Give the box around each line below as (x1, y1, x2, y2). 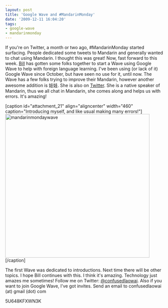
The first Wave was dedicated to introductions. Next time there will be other (5, 267, 161, 273)
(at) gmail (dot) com (5, 288, 47, 294)
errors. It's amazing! (5, 93, 47, 99)
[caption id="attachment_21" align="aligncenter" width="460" (5, 103, 133, 109)
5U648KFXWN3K (5, 298, 42, 304)
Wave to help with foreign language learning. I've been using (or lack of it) (5, 66, 158, 72)
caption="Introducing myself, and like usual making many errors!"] (5, 108, 142, 114)
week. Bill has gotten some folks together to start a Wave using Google (5, 61, 151, 66)
